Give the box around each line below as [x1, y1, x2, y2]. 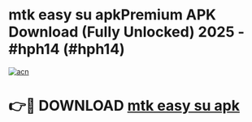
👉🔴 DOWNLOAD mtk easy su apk [8, 97, 240, 115]
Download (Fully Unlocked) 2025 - [8, 23, 245, 41]
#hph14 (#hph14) [8, 40, 125, 58]
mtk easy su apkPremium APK [8, 6, 217, 24]
